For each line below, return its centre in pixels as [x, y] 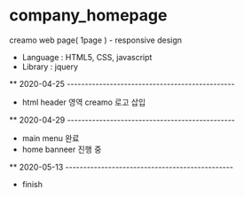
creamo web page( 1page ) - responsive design [96, 40]
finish [32, 184]
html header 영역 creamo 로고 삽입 [84, 102]
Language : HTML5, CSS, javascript [87, 57]
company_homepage [88, 16]
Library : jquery [50, 67]
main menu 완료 [51, 138]
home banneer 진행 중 [62, 149]
